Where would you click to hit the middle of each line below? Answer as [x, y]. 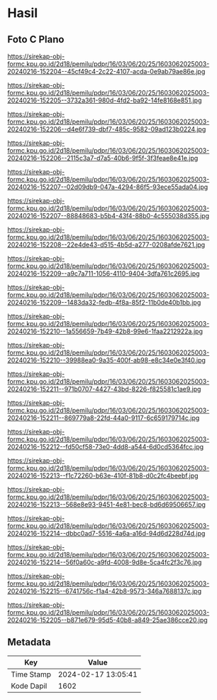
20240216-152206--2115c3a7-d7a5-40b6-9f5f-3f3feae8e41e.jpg [103, 158]
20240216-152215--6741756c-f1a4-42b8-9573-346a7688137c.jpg [105, 591]
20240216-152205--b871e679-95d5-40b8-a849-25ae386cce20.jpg [107, 620]
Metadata [29, 642]
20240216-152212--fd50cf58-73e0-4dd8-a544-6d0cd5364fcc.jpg [106, 447]
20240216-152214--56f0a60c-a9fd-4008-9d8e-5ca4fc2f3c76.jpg [105, 562]
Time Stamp [31, 674]
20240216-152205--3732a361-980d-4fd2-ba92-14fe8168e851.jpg [105, 100]
